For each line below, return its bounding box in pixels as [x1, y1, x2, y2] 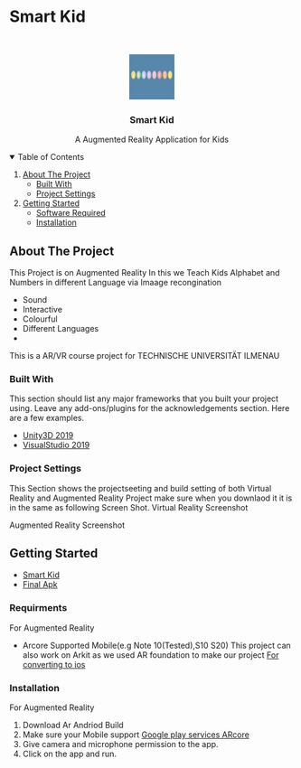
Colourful [22, 314, 58, 324]
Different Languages [22, 323, 99, 334]
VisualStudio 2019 [22, 440, 90, 451]
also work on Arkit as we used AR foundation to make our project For [22, 649, 279, 660]
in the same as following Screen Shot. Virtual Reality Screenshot [9, 501, 249, 512]
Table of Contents [17, 152, 84, 163]
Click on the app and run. [22, 748, 118, 760]
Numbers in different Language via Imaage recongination [9, 277, 222, 288]
